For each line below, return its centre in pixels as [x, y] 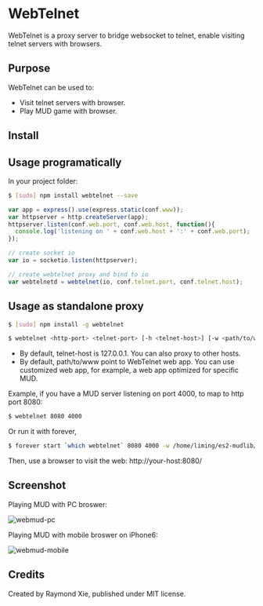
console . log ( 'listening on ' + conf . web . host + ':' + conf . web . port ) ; [133, 232]
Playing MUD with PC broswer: [58, 504]
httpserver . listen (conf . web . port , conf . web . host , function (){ [112, 225]
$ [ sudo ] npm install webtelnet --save [73, 195]
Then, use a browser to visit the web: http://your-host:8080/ [105, 461]
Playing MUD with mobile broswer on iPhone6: [83, 535]
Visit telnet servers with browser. [72, 102]
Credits [27, 575]
